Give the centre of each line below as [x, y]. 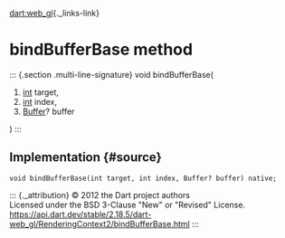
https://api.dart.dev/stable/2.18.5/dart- [81, 214]
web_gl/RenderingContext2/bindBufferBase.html [100, 224]
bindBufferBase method [101, 50]
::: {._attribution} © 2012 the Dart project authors [100, 195]
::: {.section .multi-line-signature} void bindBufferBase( [112, 74]
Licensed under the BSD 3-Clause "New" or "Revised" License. [128, 205]
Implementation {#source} [86, 157]
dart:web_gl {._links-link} [54, 13]
